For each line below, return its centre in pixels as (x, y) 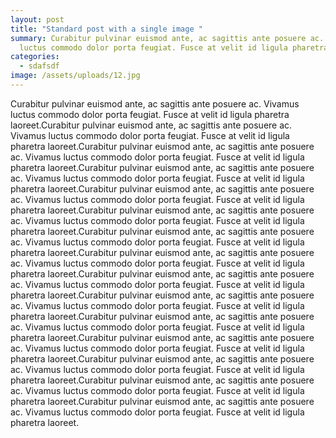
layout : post (37, 19)
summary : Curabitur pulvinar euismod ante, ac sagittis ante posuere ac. (167, 38)
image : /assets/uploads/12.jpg (75, 76)
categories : (35, 57)
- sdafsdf (39, 66)
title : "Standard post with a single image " (106, 29)
